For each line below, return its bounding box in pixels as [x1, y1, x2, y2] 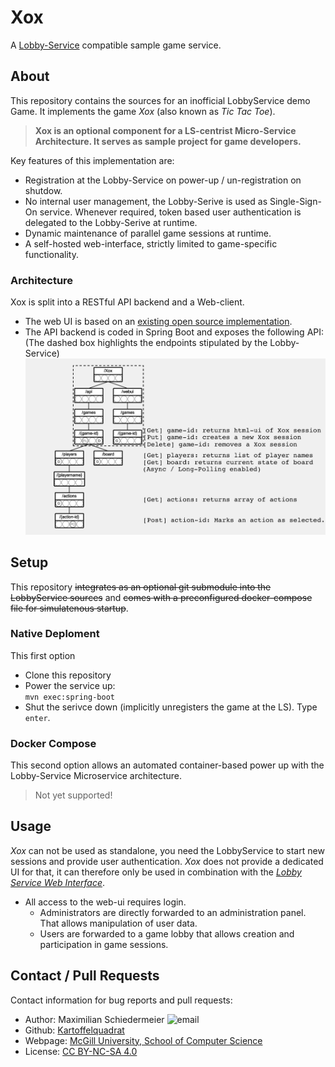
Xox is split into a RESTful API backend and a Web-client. [10, 296, 245, 308]
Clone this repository [24, 669, 112, 681]
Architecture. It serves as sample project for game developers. [34, 135, 302, 147]
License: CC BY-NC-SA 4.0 [24, 1045, 138, 1057]
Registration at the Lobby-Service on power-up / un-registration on [24, 174, 302, 186]
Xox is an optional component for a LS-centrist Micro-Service [34, 124, 297, 136]
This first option [10, 649, 76, 661]
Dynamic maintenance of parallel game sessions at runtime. [24, 227, 272, 239]
